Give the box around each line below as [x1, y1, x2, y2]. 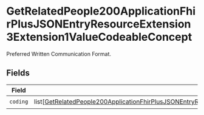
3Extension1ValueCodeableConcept [6, 30, 192, 44]
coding [9, 99, 29, 105]
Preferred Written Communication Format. [6, 50, 111, 57]
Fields [6, 68, 30, 78]
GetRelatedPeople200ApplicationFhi [6, 4, 196, 18]
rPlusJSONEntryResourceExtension [6, 17, 191, 31]
